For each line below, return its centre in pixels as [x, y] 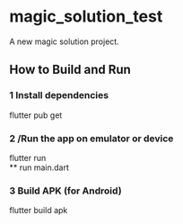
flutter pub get [36, 115]
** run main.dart [39, 167]
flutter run [28, 157]
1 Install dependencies [59, 95]
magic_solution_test [86, 17]
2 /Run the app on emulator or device [91, 139]
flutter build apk [39, 211]
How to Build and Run [70, 70]
